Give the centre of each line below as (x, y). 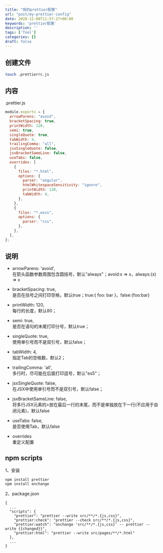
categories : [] (21, 37)
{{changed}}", (33, 529)
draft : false (18, 42)
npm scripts (24, 458)
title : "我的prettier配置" (31, 10)
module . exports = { (25, 112)
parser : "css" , (38, 221)
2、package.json (22, 494)
